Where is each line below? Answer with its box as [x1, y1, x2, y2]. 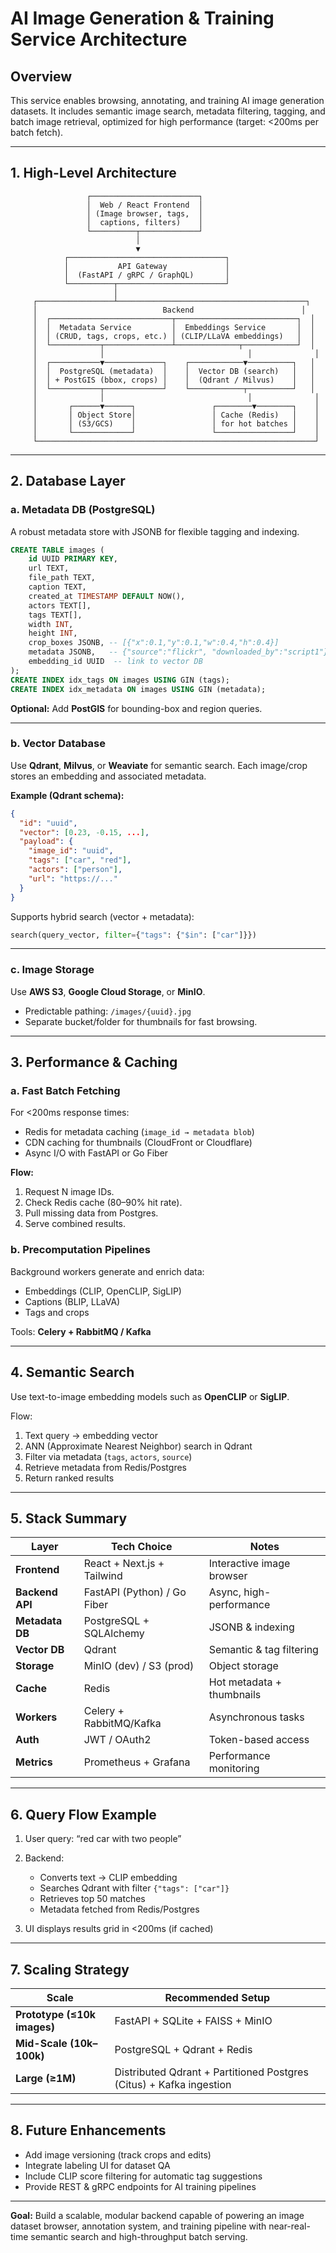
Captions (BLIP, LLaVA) [24, 1295, 121, 1307]
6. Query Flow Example [10, 1806, 157, 1823]
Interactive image [208, 1557, 291, 1571]
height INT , [28, 628, 78, 639]
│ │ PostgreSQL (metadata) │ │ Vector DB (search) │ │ [32, 366, 315, 376]
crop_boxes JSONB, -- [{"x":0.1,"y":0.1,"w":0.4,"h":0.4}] [28, 638, 280, 648]
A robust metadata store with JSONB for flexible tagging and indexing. [10, 525, 300, 537]
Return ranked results [24, 1472, 115, 1484]
